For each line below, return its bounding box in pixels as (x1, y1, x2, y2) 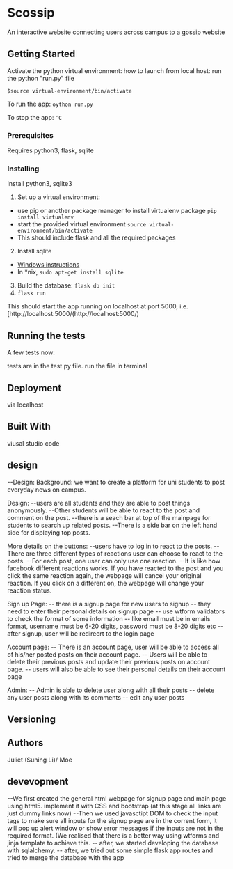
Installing (7, 164, 40, 173)
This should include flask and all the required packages (17, 233, 176, 242)
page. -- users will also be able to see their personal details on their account (7, 665, 226, 673)
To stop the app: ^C (7, 113, 63, 121)
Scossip (7, 5, 55, 21)
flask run (17, 290, 47, 297)
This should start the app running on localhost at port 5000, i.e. (7, 302, 189, 311)
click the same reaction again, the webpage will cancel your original (7, 571, 202, 579)
